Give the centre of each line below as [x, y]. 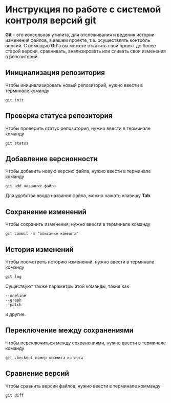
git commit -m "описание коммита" [42, 234]
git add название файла [31, 186]
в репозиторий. [22, 56]
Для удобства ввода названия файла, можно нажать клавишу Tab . [79, 196]
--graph [14, 300]
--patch [14, 305]
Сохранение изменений [46, 212]
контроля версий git [51, 20]
